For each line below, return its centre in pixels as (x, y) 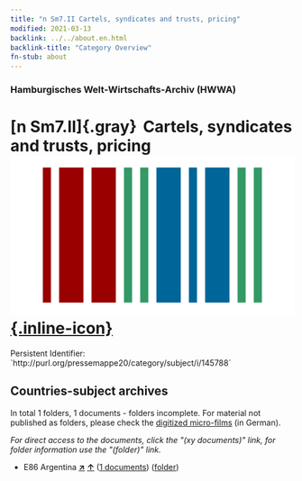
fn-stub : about (39, 57)
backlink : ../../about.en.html (69, 38)
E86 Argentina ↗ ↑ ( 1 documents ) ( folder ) (101, 467)
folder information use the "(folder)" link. (86, 449)
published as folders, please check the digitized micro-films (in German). (146, 422)
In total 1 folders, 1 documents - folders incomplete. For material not (136, 413)
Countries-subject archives (89, 391)
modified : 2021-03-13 (51, 28)
